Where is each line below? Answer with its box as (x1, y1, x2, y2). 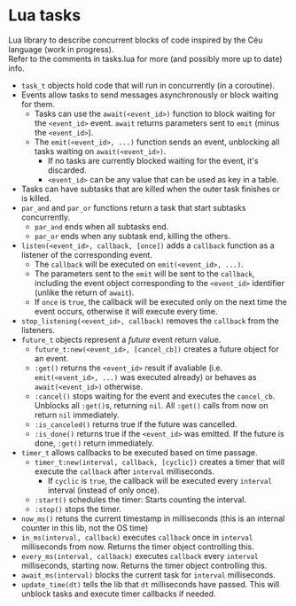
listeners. (20, 324, 55, 335)
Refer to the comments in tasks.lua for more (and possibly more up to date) (8, 53, 283, 64)
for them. (20, 98, 55, 109)
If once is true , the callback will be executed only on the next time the (34, 296, 287, 307)
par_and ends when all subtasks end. (34, 221, 169, 231)
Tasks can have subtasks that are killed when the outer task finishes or (20, 183, 280, 194)
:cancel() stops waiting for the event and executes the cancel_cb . (34, 391, 276, 401)
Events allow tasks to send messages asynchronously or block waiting (20, 89, 279, 100)
